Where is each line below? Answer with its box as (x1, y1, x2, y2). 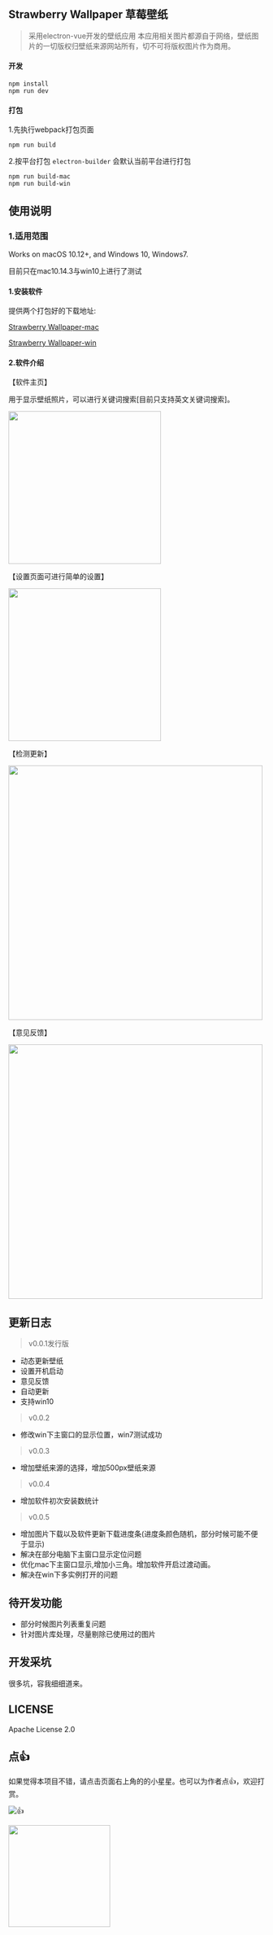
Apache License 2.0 (8, 1724, 76, 1734)
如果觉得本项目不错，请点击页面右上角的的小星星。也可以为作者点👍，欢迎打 (8, 1776, 265, 1786)
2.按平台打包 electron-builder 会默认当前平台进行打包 (8, 156, 191, 166)
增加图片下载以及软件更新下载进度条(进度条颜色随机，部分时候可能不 (19, 1529, 251, 1539)
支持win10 (19, 1397, 54, 1406)
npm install (8, 80, 49, 88)
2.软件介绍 (8, 358, 45, 367)
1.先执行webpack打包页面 (8, 125, 94, 134)
